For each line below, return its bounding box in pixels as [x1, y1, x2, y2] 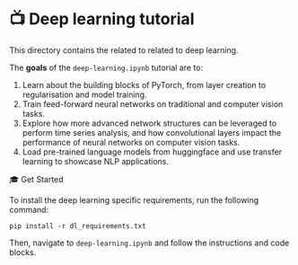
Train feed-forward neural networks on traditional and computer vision [22, 98, 284, 110]
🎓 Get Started [9, 173, 65, 184]
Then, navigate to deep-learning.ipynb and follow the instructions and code [9, 237, 290, 248]
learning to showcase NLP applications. [22, 155, 169, 166]
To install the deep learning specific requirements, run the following [9, 194, 259, 205]
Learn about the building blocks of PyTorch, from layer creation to [22, 79, 267, 90]
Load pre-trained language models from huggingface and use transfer [22, 146, 283, 157]
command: [9, 204, 49, 215]
